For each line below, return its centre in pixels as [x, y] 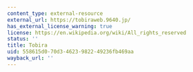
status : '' [23, 39]
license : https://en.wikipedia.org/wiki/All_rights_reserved [97, 33]
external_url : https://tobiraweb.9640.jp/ [69, 20]
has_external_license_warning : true [60, 26]
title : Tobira [28, 45]
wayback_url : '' [30, 58]
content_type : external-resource [55, 13]
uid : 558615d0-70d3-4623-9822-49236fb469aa [71, 52]
